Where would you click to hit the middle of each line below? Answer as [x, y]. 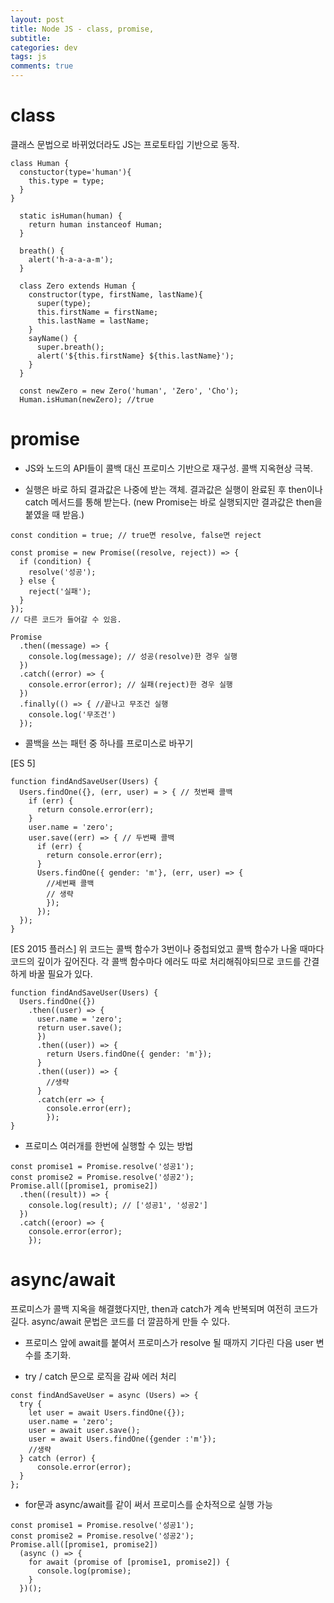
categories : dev [44, 47]
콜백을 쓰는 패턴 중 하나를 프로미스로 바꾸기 [109, 743]
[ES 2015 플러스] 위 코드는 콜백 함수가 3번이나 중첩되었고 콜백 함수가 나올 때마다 [167, 948]
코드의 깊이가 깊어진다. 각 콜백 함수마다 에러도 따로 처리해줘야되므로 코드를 [156, 961]
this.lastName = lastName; [93, 321]
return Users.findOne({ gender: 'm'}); [129, 1054]
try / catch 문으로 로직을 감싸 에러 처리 [100, 1376]
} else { [37, 581]
